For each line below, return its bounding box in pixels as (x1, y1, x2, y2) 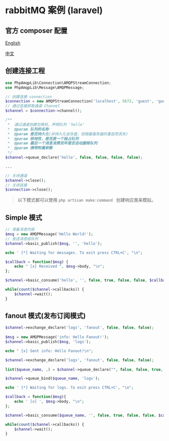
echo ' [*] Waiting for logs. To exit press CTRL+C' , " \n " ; (5, 385, 134, 390)
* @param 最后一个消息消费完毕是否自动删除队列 (7, 141, 98, 146)
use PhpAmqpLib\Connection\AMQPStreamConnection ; (5, 80, 112, 85)
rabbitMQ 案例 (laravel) (5, 5, 103, 16)
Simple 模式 (5, 213, 43, 222)
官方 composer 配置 (5, 26, 68, 35)
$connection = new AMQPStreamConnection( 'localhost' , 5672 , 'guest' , (5, 99, 154, 104)
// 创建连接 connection (5, 94, 52, 99)
